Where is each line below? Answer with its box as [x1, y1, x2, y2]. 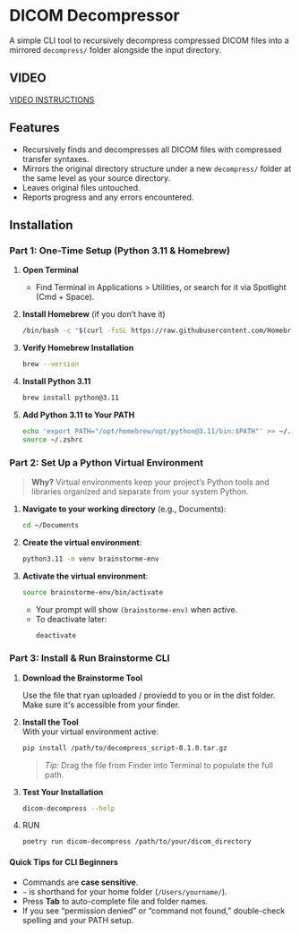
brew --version [21, 360, 80, 369]
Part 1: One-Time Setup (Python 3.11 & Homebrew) [9, 244, 231, 256]
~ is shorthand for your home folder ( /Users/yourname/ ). [21, 886, 227, 896]
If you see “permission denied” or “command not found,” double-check [21, 905, 286, 916]
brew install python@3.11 [21, 393, 119, 402]
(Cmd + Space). [35, 292, 95, 303]
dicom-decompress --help [21, 803, 116, 813]
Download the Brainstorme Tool [21, 673, 143, 683]
